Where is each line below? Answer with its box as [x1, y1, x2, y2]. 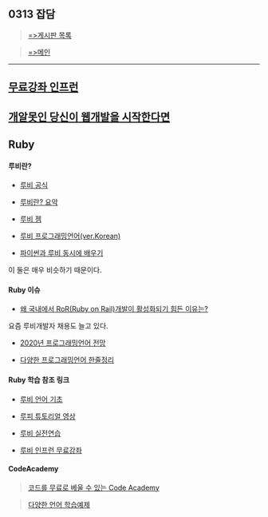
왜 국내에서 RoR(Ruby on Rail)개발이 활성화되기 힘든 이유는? [19, 304, 209, 314]
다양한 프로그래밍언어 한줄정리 [19, 355, 114, 365]
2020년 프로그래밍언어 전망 [19, 338, 106, 348]
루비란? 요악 [19, 197, 58, 207]
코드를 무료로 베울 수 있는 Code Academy [27, 483, 160, 492]
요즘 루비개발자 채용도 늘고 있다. [8, 321, 109, 331]
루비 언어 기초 [19, 394, 63, 404]
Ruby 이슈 [8, 284, 41, 294]
